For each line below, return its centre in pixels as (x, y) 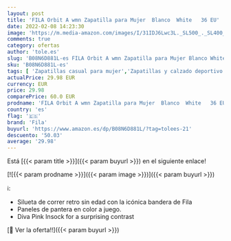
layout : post (26, 13)
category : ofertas (33, 45)
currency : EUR (27, 84)
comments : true (29, 39)
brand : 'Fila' (27, 122)
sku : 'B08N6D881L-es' (38, 65)
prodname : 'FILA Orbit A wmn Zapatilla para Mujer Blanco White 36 (112, 103)
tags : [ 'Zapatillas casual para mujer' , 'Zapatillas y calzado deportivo (115, 71)
